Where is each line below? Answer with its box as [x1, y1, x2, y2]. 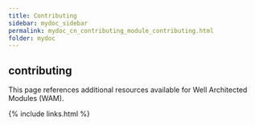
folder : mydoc [8, 34, 56, 42]
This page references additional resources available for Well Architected [8, 85, 248, 95]
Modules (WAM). [8, 94, 64, 103]
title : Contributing [8, 11, 78, 20]
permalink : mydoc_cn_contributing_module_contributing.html [8, 26, 215, 34]
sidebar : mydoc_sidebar [8, 19, 88, 27]
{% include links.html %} [8, 109, 90, 119]
